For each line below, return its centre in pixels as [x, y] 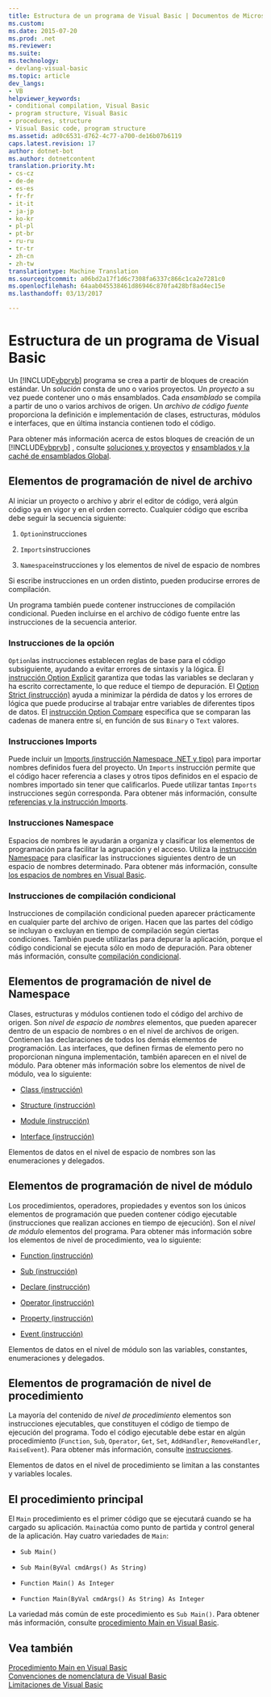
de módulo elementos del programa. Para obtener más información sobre [130, 1231]
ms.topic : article [39, 76]
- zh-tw [21, 263]
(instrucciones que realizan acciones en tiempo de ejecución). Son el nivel [132, 1222]
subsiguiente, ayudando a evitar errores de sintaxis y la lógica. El [116, 669]
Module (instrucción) [55, 1120]
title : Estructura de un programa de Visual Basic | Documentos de [124, 16]
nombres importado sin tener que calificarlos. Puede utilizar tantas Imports [133, 785]
